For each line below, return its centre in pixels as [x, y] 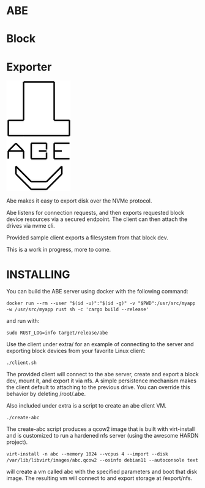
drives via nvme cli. [31, 226]
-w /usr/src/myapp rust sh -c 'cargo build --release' [78, 310]
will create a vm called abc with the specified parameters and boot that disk [102, 472]
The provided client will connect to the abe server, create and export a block [102, 374]
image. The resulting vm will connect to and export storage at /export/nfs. [99, 478]
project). [17, 442]
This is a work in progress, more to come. [59, 250]
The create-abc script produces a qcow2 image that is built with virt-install [101, 429]
